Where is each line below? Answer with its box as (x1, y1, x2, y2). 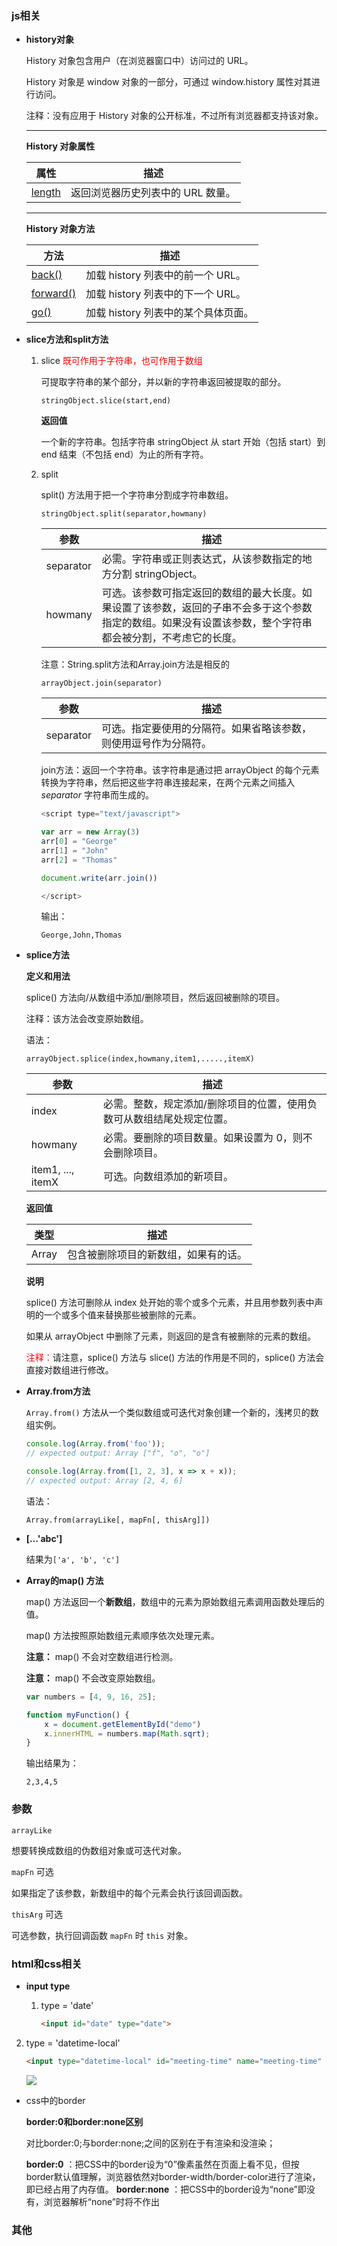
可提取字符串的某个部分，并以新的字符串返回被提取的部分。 (40, 376, 287, 388)
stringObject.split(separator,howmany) (40, 509, 208, 519)
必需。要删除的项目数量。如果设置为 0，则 (103, 1131, 303, 1145)
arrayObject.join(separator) (40, 678, 163, 689)
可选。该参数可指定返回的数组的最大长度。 (101, 586, 303, 600)
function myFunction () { (25, 1710, 130, 1720)
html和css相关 (11, 1957, 83, 1971)
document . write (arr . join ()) (40, 873, 158, 883)
